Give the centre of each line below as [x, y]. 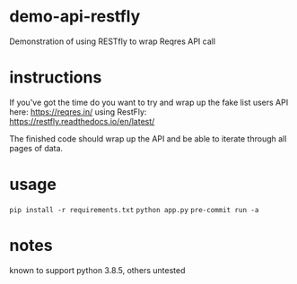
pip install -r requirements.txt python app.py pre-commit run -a [134, 210]
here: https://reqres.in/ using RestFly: [78, 112]
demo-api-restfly [75, 17]
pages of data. [36, 148]
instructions [56, 77]
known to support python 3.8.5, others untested [97, 270]
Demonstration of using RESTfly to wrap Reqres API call [113, 41]
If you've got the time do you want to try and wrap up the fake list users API [149, 102]
